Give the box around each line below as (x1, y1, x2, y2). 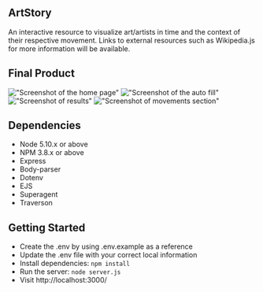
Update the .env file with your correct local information (19, 250, 198, 260)
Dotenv (19, 173, 43, 183)
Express (19, 157, 46, 166)
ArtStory (8, 6, 52, 20)
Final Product (8, 67, 75, 80)
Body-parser (19, 164, 61, 174)
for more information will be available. (8, 43, 131, 54)
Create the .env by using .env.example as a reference (19, 242, 193, 251)
